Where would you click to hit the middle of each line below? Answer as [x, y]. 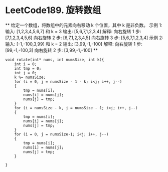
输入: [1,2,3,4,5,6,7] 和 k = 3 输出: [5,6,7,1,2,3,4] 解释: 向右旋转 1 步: [73, 31]
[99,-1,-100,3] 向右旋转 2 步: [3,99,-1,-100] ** [51, 50]
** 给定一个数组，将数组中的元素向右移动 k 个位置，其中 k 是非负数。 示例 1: [84, 25]
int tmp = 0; [28, 68]
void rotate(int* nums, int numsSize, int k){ [55, 60]
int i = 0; [26, 64]
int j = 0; [26, 73]
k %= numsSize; [30, 77]
